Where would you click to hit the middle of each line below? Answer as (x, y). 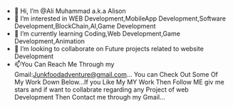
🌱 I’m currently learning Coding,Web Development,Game (97, 33)
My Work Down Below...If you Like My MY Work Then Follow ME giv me (119, 82)
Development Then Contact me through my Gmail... (89, 97)
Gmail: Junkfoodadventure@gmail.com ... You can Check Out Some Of (116, 74)
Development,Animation (50, 41)
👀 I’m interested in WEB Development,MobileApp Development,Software (120, 18)
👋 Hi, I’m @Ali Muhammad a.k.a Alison (70, 11)
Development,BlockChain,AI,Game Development (85, 26)
